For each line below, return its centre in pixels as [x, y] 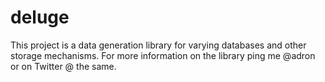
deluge [40, 17]
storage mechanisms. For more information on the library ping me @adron [163, 55]
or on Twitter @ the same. [63, 66]
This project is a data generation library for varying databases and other [158, 45]
